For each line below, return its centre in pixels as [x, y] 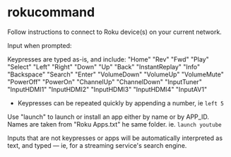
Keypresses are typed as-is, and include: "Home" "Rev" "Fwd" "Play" [108, 59]
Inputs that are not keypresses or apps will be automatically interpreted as [115, 138]
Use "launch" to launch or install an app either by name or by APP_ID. [108, 117]
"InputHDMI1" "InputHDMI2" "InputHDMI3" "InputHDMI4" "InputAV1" [107, 89]
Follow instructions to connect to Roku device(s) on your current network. [115, 32]
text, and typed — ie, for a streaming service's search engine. [97, 145]
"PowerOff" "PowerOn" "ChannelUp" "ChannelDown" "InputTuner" [105, 81]
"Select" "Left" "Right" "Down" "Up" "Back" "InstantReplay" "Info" [104, 66]
